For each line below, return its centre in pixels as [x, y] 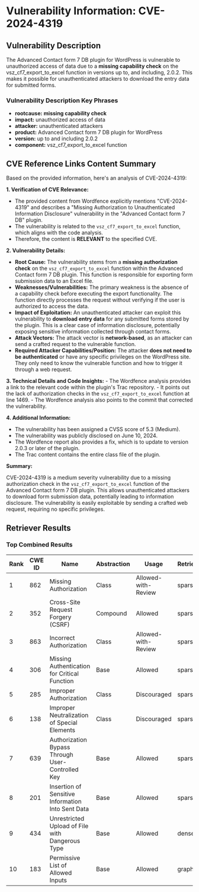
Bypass [60, 747]
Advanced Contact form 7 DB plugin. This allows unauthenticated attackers [98, 490]
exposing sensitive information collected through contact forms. [93, 332]
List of [58, 865]
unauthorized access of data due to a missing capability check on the [92, 66]
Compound [111, 613]
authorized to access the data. [52, 306]
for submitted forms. [31, 85]
